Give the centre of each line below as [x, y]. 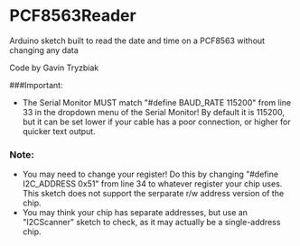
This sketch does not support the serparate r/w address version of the [153, 194]
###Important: [36, 85]
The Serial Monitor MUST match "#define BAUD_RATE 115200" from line [157, 102]
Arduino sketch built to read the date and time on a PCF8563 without [137, 41]
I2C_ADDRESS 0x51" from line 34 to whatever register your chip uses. [152, 184]
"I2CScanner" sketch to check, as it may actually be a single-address [151, 223]
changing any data [44, 50]
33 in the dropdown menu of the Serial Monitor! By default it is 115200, [153, 112]
